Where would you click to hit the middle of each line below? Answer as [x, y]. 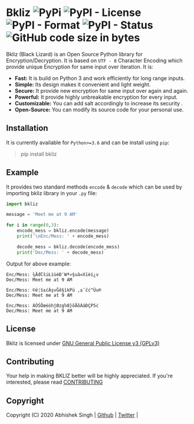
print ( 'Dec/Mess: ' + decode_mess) [60, 252]
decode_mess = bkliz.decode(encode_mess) [68, 247]
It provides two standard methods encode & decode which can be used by [94, 187]
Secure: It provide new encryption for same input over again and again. [101, 90]
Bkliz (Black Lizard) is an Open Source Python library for [74, 54]
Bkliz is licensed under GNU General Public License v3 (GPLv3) [83, 343]
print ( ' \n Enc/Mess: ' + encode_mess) [63, 237]
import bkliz [22, 204]
